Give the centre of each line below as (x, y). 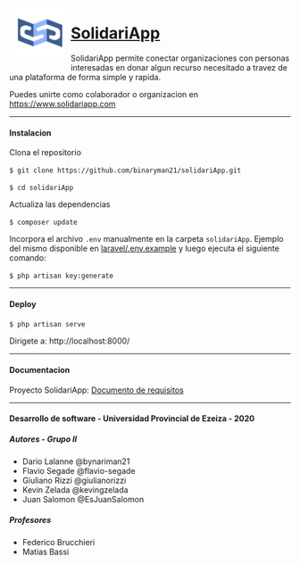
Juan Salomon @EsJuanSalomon (83, 500)
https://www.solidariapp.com (62, 104)
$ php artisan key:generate (62, 276)
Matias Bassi (46, 552)
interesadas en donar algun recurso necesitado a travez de (179, 67)
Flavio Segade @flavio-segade (79, 471)
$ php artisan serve (48, 325)
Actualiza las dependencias (60, 204)
